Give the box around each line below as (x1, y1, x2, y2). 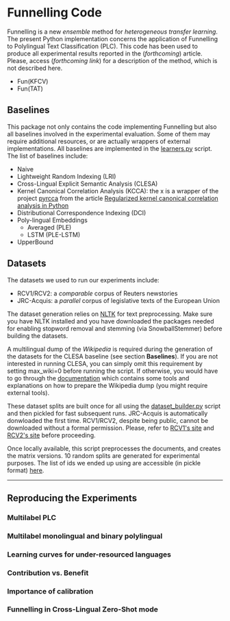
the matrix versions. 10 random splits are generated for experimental (7, 451, 200, 460)
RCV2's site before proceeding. (7, 430, 96, 439)
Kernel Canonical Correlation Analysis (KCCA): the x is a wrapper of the (16, 186, 219, 195)
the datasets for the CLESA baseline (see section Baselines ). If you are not (7, 352, 218, 361)
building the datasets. (7, 331, 68, 340)
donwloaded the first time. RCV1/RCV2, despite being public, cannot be (7, 416, 209, 424)
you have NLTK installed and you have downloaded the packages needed (7, 317, 214, 325)
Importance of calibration (7, 586, 94, 596)
